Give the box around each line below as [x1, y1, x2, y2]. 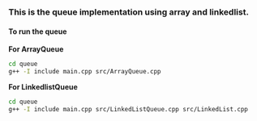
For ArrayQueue [8, 44, 64, 54]
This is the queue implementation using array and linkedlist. [8, 6, 250, 18]
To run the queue [8, 27, 67, 36]
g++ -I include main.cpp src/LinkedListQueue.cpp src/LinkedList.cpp [8, 105, 249, 113]
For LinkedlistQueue [8, 81, 79, 91]
